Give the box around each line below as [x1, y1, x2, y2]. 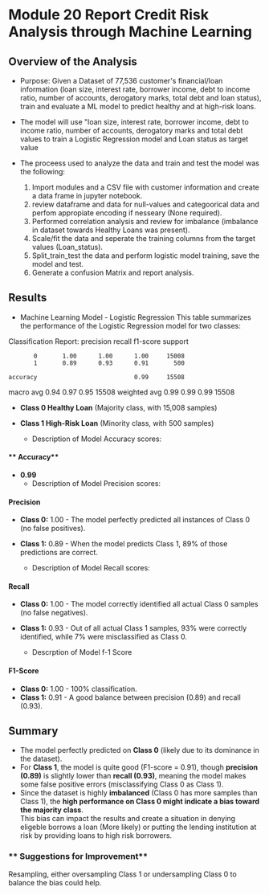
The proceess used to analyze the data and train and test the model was [19, 158, 259, 168]
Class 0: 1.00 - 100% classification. [19, 684, 138, 693]
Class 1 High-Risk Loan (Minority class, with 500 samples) [19, 418, 214, 427]
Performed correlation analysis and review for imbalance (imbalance [31, 217, 259, 226]
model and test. [31, 260, 84, 268]
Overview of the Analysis [8, 55, 138, 68]
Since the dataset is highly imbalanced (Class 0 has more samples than [19, 788, 258, 798]
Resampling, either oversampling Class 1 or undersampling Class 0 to [8, 869, 237, 879]
